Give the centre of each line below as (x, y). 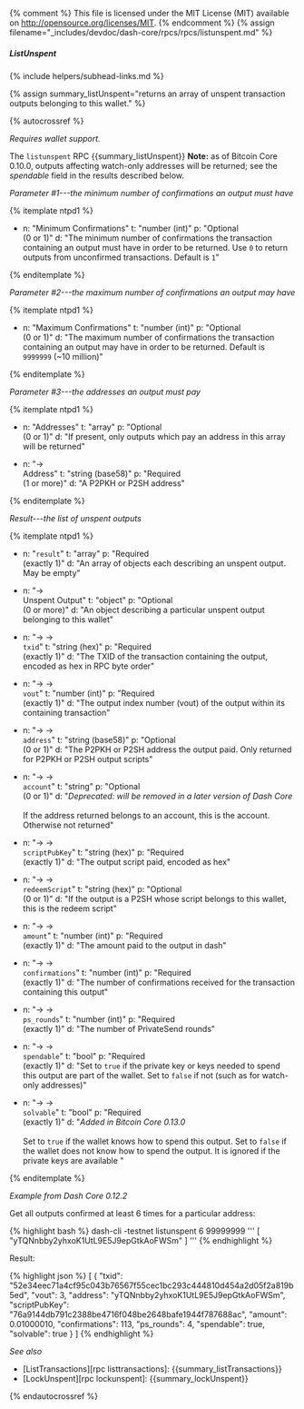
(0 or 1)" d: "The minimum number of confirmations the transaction (147, 238)
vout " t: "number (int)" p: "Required (88, 693)
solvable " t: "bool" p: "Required (82, 1112)
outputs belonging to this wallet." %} (78, 103)
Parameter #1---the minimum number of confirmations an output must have (152, 193)
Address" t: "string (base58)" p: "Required (102, 473)
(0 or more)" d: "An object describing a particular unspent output (143, 610)
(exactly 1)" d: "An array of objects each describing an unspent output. (154, 563)
